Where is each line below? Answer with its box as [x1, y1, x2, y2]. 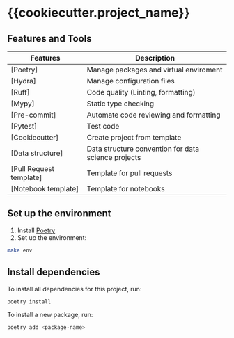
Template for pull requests [86, 168, 173, 178]
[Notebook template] [10, 184, 79, 193]
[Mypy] [10, 99, 35, 108]
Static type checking [86, 99, 155, 108]
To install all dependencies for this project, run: [7, 284, 142, 293]
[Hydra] [10, 77, 36, 86]
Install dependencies [7, 266, 100, 278]
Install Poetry [17, 226, 56, 234]
